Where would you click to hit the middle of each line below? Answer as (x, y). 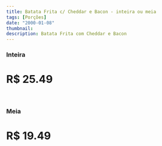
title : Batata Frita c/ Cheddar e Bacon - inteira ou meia (81, 12)
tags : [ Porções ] (26, 17)
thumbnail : (20, 28)
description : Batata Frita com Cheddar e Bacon (67, 34)
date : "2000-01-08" (30, 23)
